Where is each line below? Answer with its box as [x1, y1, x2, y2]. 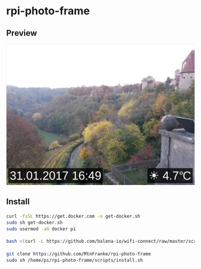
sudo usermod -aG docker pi [6, 225, 77, 232]
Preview [6, 28, 38, 38]
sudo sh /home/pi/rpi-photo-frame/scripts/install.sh [6, 257, 144, 263]
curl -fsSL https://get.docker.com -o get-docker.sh [6, 213, 141, 219]
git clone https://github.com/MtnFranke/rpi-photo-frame [6, 251, 151, 257]
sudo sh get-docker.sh [6, 219, 63, 225]
